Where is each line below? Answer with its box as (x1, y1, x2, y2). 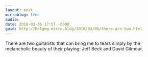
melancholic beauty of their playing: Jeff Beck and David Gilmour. (5, 46, 143, 52)
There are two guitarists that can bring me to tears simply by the (5, 40, 140, 46)
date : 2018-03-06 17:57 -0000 (5, 21, 70, 27)
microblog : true (5, 12, 40, 17)
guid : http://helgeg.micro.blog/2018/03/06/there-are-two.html (5, 26, 143, 32)
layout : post (5, 7, 33, 13)
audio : (5, 17, 19, 22)
